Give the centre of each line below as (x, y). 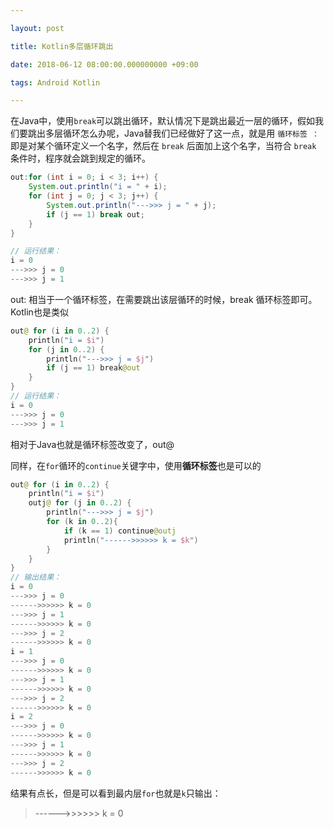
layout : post (37, 28)
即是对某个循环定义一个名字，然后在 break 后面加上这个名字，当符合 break (163, 146)
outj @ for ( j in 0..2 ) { (80, 503)
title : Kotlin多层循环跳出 (62, 46)
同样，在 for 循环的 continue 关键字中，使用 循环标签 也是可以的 (136, 465)
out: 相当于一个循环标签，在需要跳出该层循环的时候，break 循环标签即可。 (164, 299)
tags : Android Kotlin (55, 82)
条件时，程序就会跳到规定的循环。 (80, 158)
